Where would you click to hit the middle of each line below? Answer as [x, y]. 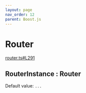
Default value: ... [23, 86]
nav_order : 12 [20, 15]
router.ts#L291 [20, 58]
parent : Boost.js [23, 19]
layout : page [19, 10]
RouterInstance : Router [43, 74]
